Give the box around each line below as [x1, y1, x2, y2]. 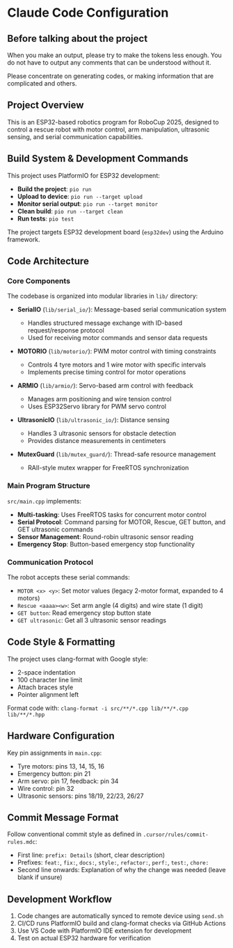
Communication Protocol [7, 557, 94, 567]
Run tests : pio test [17, 214, 74, 223]
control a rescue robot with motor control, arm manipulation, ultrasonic [7, 125, 210, 134]
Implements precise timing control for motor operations [27, 368, 186, 376]
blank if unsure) [17, 873, 63, 881]
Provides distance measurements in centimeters [27, 437, 166, 445]
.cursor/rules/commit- [143, 831, 209, 839]
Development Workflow [7, 893, 113, 905]
